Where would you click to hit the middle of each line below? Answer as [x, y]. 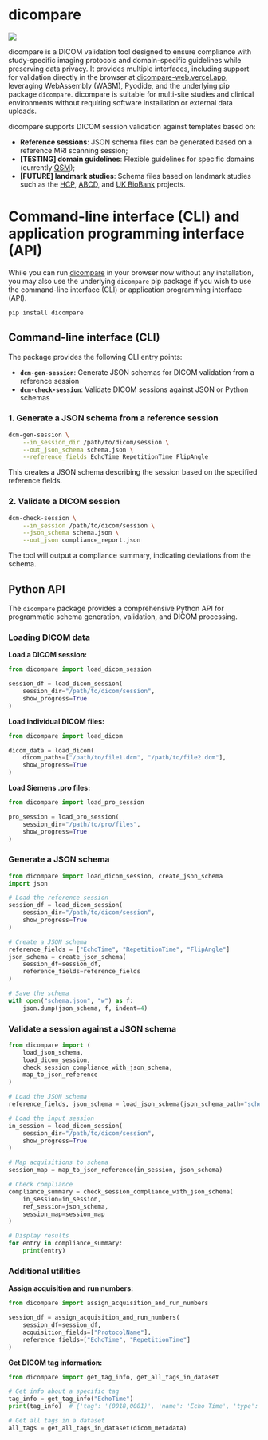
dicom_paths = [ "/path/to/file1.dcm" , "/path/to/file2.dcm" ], [124, 758]
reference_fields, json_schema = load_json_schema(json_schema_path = [126, 1104]
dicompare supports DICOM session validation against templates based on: [132, 126]
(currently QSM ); [47, 167]
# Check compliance [41, 1185]
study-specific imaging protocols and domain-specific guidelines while [125, 60]
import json [28, 883]
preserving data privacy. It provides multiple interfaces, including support [129, 69]
